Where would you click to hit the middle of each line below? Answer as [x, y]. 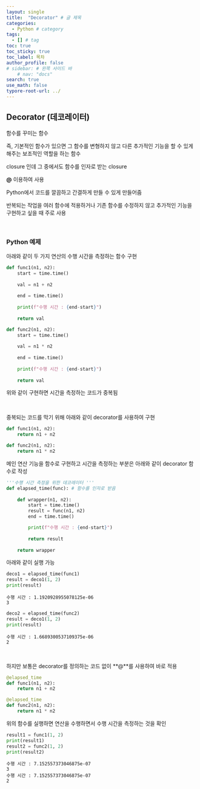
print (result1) [25, 740]
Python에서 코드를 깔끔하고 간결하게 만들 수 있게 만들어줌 [74, 192]
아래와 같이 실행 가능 [31, 562]
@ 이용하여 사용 [25, 179]
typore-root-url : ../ [34, 91]
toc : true [19, 46]
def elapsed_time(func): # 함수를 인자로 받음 [61, 488]
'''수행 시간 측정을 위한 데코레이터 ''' [50, 483]
